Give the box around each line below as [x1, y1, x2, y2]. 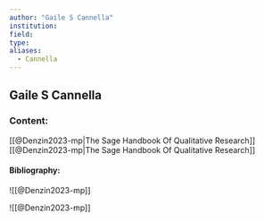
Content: [9, 115, 49, 127]
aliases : [9, 47, 42, 55]
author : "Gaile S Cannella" [9, 13, 114, 22]
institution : [9, 21, 58, 30]
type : [9, 38, 29, 47]
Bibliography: [9, 165, 61, 175]
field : [9, 30, 34, 38]
